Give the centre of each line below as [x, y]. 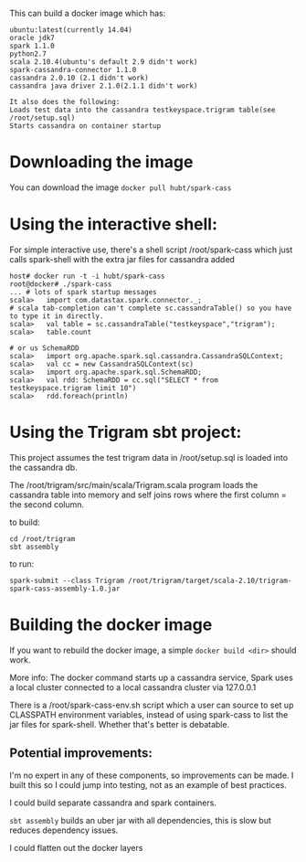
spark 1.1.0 [32, 46]
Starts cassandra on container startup [85, 126]
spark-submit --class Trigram [67, 580]
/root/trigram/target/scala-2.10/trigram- [210, 580]
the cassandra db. [43, 467]
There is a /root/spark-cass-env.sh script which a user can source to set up [152, 705]
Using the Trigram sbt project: [126, 432]
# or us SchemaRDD [44, 348]
